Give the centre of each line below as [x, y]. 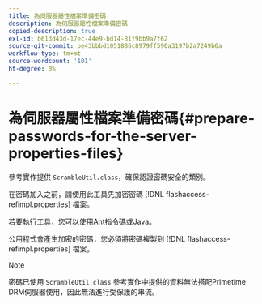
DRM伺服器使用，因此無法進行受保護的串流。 [84, 292]
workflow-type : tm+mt [45, 54]
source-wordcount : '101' [50, 62]
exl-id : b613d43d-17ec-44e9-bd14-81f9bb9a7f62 [88, 39]
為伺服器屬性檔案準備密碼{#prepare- [132, 118]
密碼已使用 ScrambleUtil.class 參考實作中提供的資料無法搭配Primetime [127, 281]
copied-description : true [52, 31]
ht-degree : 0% [32, 69]
